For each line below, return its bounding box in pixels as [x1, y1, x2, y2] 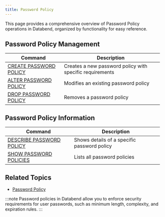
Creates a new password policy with [63, 63, 147, 70]
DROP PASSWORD [7, 91, 51, 98]
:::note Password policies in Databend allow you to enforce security [5, 196, 141, 202]
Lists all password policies [74, 154, 135, 161]
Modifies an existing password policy [63, 80, 150, 87]
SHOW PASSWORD [7, 150, 53, 157]
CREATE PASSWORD [7, 63, 55, 70]
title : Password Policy [5, 7, 54, 12]
